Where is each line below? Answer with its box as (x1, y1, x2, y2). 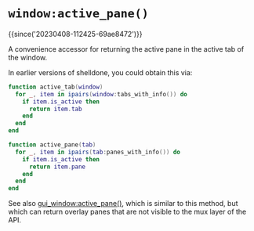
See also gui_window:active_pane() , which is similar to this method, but (8, 199, 238, 208)
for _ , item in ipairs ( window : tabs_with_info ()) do (15, 90, 188, 98)
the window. (8, 52, 48, 62)
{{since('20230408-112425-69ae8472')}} (8, 29, 143, 38)
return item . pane (28, 163, 86, 171)
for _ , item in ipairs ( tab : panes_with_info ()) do (15, 148, 180, 156)
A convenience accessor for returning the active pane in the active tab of (8, 44, 245, 53)
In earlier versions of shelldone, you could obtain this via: (8, 67, 193, 77)
